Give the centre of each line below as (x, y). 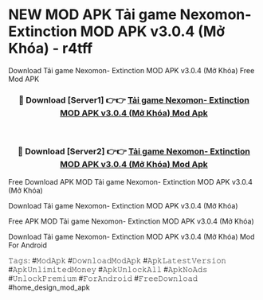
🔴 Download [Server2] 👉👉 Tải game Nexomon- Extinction (134, 151)
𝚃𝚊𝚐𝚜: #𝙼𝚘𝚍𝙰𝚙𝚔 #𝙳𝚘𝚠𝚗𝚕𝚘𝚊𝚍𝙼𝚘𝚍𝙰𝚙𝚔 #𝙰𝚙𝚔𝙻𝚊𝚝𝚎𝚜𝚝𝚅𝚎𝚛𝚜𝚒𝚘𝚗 (118, 260)
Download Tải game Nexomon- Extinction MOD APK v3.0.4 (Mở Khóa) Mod (131, 236)
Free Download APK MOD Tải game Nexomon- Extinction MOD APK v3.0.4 (131, 181)
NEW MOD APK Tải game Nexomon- (130, 15)
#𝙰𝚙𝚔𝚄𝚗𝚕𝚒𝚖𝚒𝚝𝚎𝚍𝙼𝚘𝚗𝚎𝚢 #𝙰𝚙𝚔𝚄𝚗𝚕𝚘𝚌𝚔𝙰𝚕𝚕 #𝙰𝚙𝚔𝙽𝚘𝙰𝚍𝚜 (108, 269)
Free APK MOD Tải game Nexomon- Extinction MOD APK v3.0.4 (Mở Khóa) (131, 221)
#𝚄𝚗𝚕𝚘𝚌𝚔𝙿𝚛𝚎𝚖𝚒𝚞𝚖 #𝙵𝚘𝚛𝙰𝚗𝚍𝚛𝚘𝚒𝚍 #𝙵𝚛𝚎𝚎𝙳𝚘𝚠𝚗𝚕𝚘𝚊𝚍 (103, 278)
